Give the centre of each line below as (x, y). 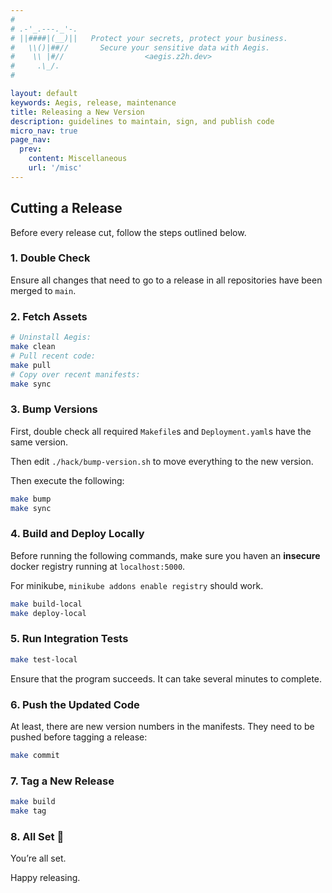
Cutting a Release (66, 208)
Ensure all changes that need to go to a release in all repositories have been (166, 280)
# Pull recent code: (53, 356)
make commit (35, 755)
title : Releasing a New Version (77, 112)
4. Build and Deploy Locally (77, 534)
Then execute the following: (67, 480)
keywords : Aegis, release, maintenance (93, 102)
